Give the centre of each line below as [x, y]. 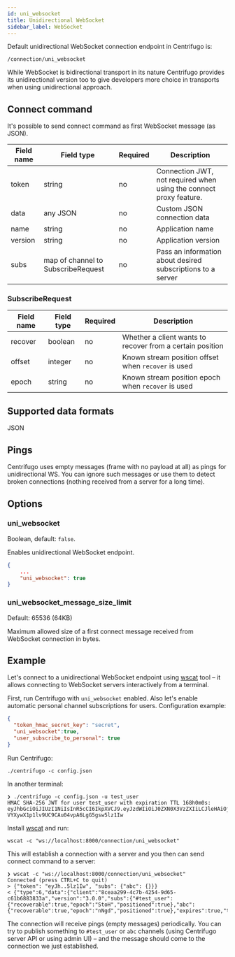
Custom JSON [180, 209]
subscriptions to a [186, 269]
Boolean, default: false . [41, 538]
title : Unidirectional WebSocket [56, 20]
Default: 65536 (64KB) [40, 618]
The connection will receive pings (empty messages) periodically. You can [114, 923]
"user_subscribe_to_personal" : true [67, 738]
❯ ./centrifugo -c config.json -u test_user [73, 797]
